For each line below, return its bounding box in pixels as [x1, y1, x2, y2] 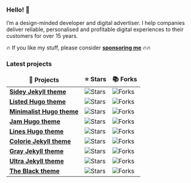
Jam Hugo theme [9, 117, 61, 126]
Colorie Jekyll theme [9, 137, 71, 145]
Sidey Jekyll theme [9, 87, 67, 96]
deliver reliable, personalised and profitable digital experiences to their [6, 26, 184, 33]
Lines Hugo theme [9, 127, 64, 135]
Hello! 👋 [6, 5, 31, 14]
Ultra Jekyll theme [9, 157, 64, 165]
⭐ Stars [84, 74, 107, 83]
